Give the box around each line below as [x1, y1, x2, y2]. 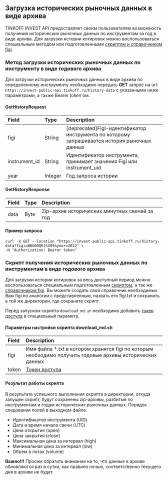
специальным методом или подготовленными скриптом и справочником [5, 41, 162, 47]
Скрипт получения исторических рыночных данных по [5, 259, 148, 266]
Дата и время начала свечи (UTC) [12, 422, 86, 428]
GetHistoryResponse [5, 186, 50, 192]
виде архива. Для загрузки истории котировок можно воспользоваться [5, 35, 159, 41]
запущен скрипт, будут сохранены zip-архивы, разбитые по [5, 396, 133, 402]
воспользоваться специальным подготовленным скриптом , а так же [5, 282, 152, 288]
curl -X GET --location [5, 238, 55, 244]
